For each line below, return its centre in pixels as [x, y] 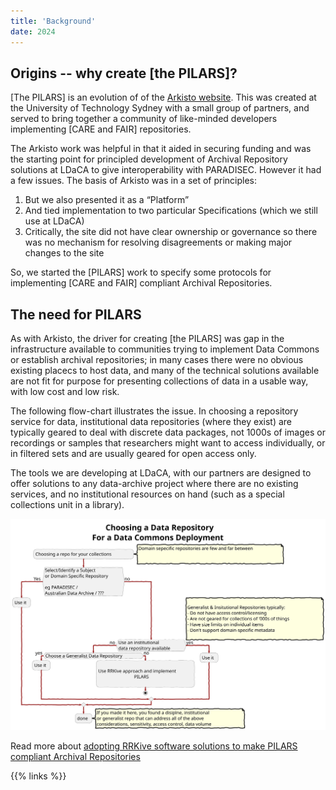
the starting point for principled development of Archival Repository [149, 159]
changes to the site [64, 253]
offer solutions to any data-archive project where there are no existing [154, 484]
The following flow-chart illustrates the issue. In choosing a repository [154, 411]
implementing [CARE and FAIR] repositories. [101, 129]
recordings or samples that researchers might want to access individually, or [168, 443]
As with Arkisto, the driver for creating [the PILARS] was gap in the [147, 339]
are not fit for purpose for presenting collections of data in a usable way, [159, 381]
